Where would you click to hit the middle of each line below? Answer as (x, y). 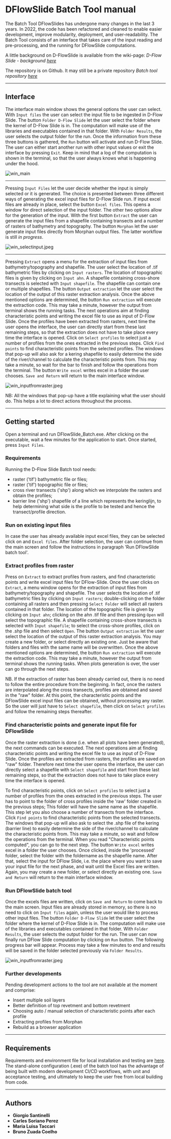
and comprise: (20, 990)
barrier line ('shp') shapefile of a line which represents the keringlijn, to (87, 501)
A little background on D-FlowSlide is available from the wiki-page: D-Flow (83, 55)
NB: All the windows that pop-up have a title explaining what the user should (85, 395)
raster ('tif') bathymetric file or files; (50, 479)
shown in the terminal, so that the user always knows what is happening (81, 158)
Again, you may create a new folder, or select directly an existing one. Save (83, 872)
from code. (17, 1082)
